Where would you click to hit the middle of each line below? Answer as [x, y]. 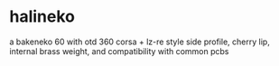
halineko [42, 17]
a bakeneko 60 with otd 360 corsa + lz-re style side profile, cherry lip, [140, 42]
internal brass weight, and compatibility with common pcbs [119, 51]
